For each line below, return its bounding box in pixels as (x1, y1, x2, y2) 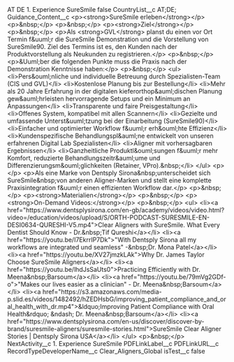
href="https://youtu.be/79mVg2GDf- (121, 273, 226, 281)
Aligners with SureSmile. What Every (115, 221, 220, 229)
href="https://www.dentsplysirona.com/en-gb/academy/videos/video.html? (7, 206, 225, 214)
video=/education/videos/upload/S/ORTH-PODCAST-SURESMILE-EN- (7, 213, 210, 222)
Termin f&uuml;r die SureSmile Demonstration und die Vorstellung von (7, 35, 209, 43)
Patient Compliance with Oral (130, 303, 214, 310)
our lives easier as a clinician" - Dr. (41, 280, 142, 288)
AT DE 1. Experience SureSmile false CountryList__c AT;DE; (7, 6, 177, 13)
